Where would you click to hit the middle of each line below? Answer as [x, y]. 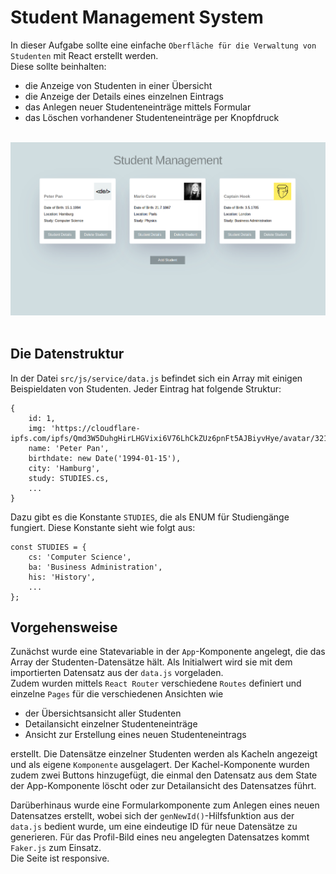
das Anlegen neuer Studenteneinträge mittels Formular [138, 107]
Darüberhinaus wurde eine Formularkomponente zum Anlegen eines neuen [165, 805]
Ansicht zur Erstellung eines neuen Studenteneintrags [135, 735]
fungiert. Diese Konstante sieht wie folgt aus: [103, 527]
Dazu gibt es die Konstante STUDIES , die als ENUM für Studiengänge [150, 517]
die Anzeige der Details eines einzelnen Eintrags [124, 96]
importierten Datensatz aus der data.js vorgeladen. [117, 673]
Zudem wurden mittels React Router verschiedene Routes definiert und [156, 683]
